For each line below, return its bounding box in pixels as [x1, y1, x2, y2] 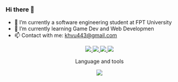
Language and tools [74, 58, 124, 65]
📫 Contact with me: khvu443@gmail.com [14, 32, 117, 39]
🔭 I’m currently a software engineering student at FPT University [14, 19, 172, 26]
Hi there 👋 [5, 5, 35, 14]
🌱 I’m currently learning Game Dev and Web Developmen [14, 25, 154, 32]
